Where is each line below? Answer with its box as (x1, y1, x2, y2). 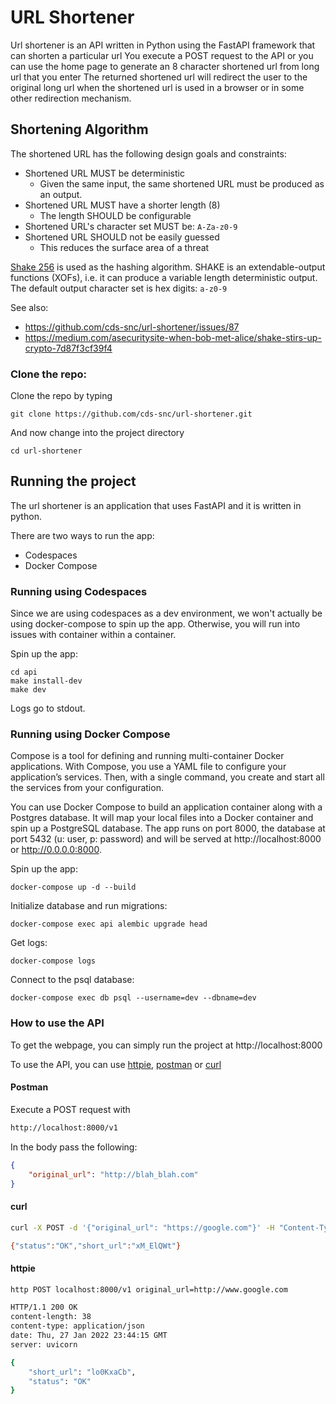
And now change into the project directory (10, 427, 185, 439)
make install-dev (10, 676, 83, 686)
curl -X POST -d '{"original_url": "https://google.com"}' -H (10, 1222, 275, 1233)
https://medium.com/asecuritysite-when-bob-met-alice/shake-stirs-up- (24, 331, 322, 343)
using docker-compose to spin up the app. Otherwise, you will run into (10, 618, 301, 630)
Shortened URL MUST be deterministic (24, 167, 185, 179)
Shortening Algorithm (10, 121, 149, 138)
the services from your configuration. (10, 782, 164, 794)
